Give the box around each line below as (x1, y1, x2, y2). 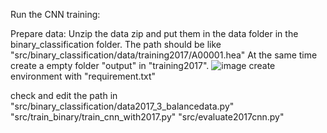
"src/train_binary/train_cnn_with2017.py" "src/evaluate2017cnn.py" (10, 111, 285, 123)
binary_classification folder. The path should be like (10, 39, 222, 50)
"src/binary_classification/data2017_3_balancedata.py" (10, 100, 235, 112)
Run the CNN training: (10, 9, 101, 20)
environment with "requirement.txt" (10, 70, 157, 82)
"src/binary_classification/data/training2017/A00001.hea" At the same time (10, 49, 318, 61)
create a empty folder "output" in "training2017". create (10, 60, 276, 71)
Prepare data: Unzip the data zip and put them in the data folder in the (10, 28, 299, 39)
